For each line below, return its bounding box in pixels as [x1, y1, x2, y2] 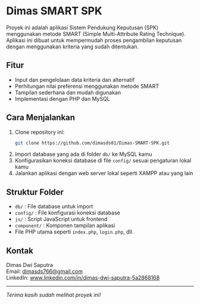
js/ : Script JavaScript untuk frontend [14, 216, 108, 223]
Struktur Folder [6, 187, 64, 197]
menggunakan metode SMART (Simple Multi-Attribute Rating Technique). [6, 30, 186, 37]
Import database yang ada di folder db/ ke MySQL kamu [14, 151, 152, 158]
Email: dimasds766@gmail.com [6, 268, 83, 275]
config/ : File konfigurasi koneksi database [14, 209, 120, 216]
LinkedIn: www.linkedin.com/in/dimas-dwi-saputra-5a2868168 [6, 274, 160, 281]
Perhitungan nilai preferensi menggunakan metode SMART [14, 82, 160, 90]
